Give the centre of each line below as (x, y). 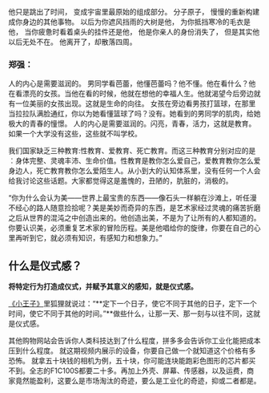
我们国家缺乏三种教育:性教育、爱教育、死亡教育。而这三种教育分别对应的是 (132, 151)
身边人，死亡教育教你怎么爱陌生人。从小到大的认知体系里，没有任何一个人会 (134, 171)
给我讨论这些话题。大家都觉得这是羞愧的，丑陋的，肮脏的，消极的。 (120, 181)
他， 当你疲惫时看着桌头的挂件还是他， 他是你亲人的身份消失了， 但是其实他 (134, 32)
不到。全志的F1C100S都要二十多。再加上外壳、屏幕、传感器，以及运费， (128, 371)
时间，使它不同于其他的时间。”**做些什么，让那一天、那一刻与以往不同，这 (131, 314)
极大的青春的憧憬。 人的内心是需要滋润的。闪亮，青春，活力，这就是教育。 (132, 124)
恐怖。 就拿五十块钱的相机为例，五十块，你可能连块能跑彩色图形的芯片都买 (132, 361)
